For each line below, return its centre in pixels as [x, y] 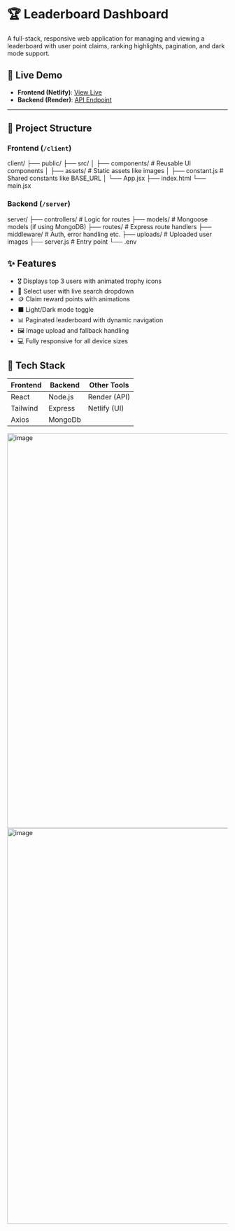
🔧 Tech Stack [36, 365]
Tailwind [24, 408]
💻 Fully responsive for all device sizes [72, 341]
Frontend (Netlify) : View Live [60, 92]
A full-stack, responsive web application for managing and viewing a [106, 38]
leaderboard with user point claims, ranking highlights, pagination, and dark [116, 46]
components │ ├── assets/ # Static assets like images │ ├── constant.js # [115, 171]
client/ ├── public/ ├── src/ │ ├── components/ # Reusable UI [99, 163]
